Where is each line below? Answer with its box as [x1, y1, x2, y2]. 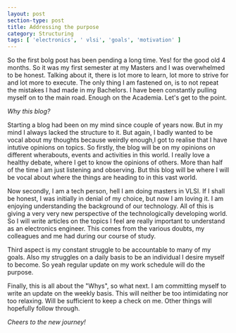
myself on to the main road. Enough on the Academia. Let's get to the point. [7, 93, 228, 102]
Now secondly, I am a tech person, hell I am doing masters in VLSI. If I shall [7, 187, 225, 195]
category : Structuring [7, 30, 74, 37]
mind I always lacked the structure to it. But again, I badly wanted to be [7, 128, 213, 137]
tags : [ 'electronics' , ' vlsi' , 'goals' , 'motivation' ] [7, 37, 181, 44]
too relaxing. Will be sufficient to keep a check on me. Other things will [7, 297, 213, 305]
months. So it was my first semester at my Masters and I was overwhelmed [7, 63, 225, 72]
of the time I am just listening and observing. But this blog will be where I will [7, 166, 230, 174]
